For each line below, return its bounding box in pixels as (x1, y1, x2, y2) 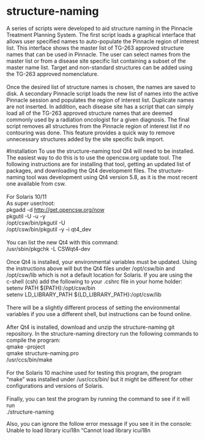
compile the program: (6, 336, 61, 344)
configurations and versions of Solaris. (6, 382, 104, 389)
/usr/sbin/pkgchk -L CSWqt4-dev (6, 245, 91, 252)
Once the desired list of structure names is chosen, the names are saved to (6, 83, 196, 90)
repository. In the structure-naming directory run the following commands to (6, 330, 199, 337)
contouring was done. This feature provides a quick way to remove (6, 129, 176, 136)
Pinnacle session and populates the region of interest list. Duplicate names (6, 96, 195, 104)
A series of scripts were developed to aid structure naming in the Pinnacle (6, 25, 193, 32)
